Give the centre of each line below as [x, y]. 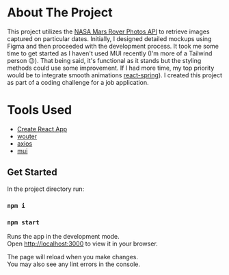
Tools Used [40, 110]
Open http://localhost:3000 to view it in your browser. [83, 244]
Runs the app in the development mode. [63, 236]
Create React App [42, 129]
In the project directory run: [46, 189]
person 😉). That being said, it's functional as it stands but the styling [104, 60]
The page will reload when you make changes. [73, 257]
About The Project [60, 13]
